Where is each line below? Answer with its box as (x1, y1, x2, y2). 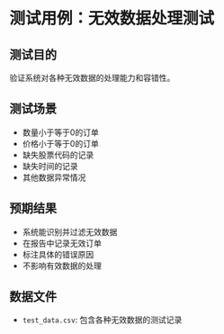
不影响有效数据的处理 (22, 260, 102, 271)
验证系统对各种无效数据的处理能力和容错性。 (9, 73, 175, 83)
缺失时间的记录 (22, 160, 78, 171)
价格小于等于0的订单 (22, 138, 99, 149)
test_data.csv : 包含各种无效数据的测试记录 (22, 314, 183, 325)
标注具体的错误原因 (22, 248, 94, 259)
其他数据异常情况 (22, 172, 86, 183)
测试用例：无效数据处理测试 (9, 8, 215, 29)
